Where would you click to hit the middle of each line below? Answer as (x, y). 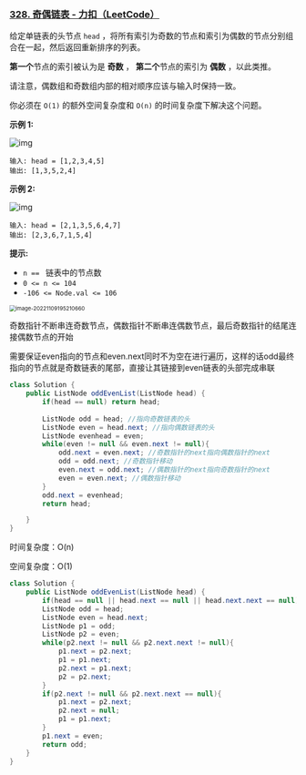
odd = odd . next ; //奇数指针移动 (115, 462)
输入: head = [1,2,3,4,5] (57, 161)
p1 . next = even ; (73, 736)
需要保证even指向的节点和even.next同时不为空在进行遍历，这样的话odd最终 (152, 356)
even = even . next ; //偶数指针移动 (119, 478)
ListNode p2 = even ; (81, 635)
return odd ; (65, 744)
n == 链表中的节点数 (62, 273)
